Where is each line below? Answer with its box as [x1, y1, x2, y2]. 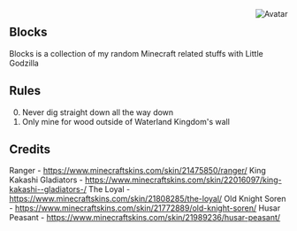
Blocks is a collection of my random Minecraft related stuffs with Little [9, 48, 263, 58]
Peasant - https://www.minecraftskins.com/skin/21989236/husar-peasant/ [9, 212, 281, 223]
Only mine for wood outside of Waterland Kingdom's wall [21, 116, 230, 127]
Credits [9, 142, 51, 158]
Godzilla [9, 58, 40, 68]
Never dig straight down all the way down [21, 106, 174, 118]
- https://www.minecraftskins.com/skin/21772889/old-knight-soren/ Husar [9, 203, 281, 213]
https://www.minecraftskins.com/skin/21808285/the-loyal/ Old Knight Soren [9, 194, 286, 204]
